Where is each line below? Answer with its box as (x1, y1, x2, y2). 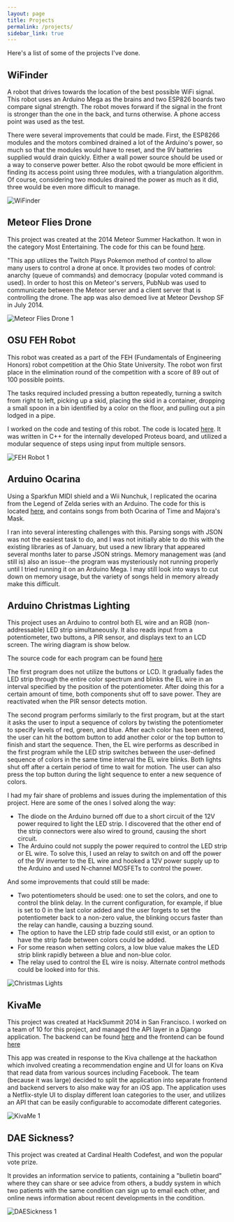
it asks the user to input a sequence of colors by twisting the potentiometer (7, 718, 224, 727)
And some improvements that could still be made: (7, 878, 150, 886)
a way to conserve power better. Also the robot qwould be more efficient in (7, 161, 224, 169)
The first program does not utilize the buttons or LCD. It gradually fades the (7, 668, 224, 676)
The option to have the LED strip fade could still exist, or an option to (17, 929, 215, 937)
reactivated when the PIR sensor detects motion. (7, 697, 147, 706)
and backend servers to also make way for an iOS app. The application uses (7, 1084, 226, 1092)
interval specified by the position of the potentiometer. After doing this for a (7, 683, 225, 691)
